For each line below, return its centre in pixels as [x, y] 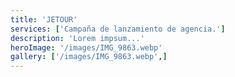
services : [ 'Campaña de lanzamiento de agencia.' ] [118, 29]
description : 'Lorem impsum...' [77, 38]
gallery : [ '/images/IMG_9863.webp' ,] [89, 57]
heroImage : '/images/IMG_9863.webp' [86, 47]
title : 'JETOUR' [44, 19]
